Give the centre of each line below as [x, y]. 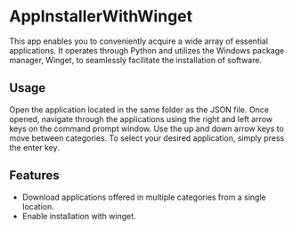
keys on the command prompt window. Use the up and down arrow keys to [147, 128]
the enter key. [34, 147]
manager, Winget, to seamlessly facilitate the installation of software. [136, 60]
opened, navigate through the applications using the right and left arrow [141, 119]
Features [34, 176]
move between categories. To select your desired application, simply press [147, 138]
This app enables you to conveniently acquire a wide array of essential [139, 41]
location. [38, 206]
